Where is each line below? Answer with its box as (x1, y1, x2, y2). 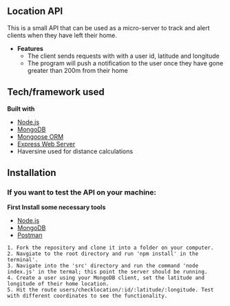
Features (17, 44, 43, 52)
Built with (7, 105, 35, 113)
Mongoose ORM (17, 132, 64, 140)
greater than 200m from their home (27, 66, 129, 74)
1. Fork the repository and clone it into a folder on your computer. (7, 244, 214, 252)
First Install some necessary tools (7, 203, 106, 212)
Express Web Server (17, 140, 76, 148)
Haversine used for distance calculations (17, 147, 133, 155)
